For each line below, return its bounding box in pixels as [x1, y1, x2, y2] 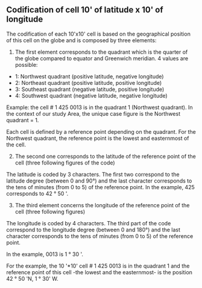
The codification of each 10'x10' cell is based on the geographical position [6, 30, 191, 37]
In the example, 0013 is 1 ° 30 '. [6, 250, 83, 258]
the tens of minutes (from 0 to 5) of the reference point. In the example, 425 [6, 183, 195, 190]
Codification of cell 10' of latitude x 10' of [6, 5, 164, 15]
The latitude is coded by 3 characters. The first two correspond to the [6, 171, 180, 178]
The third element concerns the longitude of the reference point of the [14, 201, 190, 208]
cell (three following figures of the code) [14, 159, 116, 166]
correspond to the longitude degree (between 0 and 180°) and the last [6, 226, 181, 233]
